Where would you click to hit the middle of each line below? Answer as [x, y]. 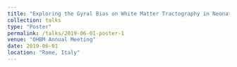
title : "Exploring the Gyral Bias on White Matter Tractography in [109, 14]
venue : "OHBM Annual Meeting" [52, 40]
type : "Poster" [30, 27]
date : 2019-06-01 [33, 46]
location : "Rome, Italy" [44, 53]
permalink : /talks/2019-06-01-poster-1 [66, 33]
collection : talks [34, 20]
